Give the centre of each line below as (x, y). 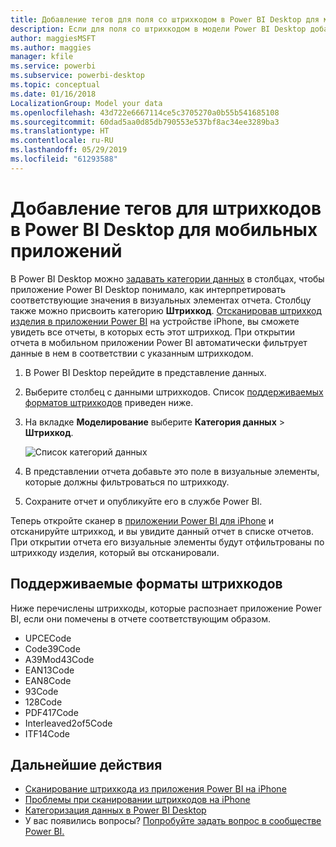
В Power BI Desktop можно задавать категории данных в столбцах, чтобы (167, 278)
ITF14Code (47, 733)
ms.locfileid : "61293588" (64, 159)
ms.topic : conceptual (55, 85)
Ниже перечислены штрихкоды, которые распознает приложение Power (166, 608)
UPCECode (48, 638)
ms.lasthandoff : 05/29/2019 (69, 150)
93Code (41, 691)
